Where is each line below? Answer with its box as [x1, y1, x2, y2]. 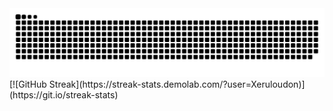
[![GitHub [9, 78, 47, 90]
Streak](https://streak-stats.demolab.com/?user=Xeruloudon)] [48, 78, 306, 90]
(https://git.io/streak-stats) [9, 88, 119, 101]
